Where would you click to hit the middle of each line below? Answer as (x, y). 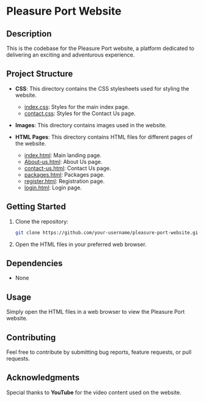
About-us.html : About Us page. (63, 161)
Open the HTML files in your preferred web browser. (81, 244)
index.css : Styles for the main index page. (77, 107)
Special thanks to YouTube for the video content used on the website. (94, 392)
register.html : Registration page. (64, 181)
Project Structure (40, 74)
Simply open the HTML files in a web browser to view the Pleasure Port (96, 312)
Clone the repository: (42, 221)
